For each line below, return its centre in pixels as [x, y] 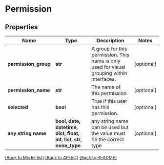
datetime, [67, 127]
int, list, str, [69, 139]
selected [18, 107]
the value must [108, 133]
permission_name [29, 90]
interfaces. [104, 79]
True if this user [110, 101]
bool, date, [68, 121]
